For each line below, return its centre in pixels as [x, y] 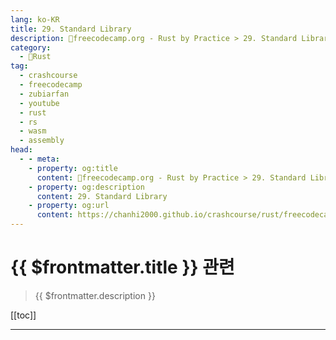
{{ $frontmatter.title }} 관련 [122, 267]
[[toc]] [23, 315]
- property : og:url [69, 206]
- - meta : [39, 159]
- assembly [42, 141]
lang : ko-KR [35, 19]
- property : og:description [86, 187]
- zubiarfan [44, 94]
